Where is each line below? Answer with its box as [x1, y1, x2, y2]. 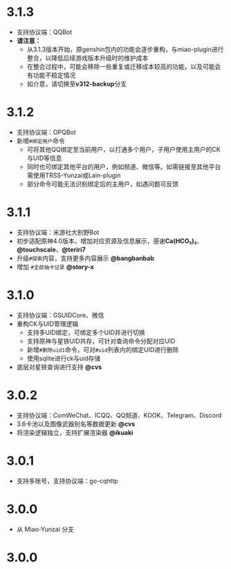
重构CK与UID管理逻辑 [16, 319, 79, 328]
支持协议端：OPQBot [16, 128, 77, 136]
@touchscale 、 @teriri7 [16, 245, 86, 253]
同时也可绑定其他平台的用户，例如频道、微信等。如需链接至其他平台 [26, 162, 221, 171]
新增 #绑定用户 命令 [16, 136, 65, 145]
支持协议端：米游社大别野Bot [16, 228, 100, 236]
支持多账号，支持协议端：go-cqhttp [16, 476, 118, 485]
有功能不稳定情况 [26, 70, 76, 79]
